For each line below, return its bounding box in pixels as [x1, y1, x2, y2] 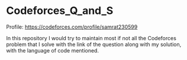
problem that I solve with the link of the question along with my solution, [6, 41, 182, 48]
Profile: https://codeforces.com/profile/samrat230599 [6, 23, 138, 30]
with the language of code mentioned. [6, 47, 99, 54]
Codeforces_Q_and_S [6, 4, 114, 17]
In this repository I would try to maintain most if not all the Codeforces [6, 34, 176, 41]
